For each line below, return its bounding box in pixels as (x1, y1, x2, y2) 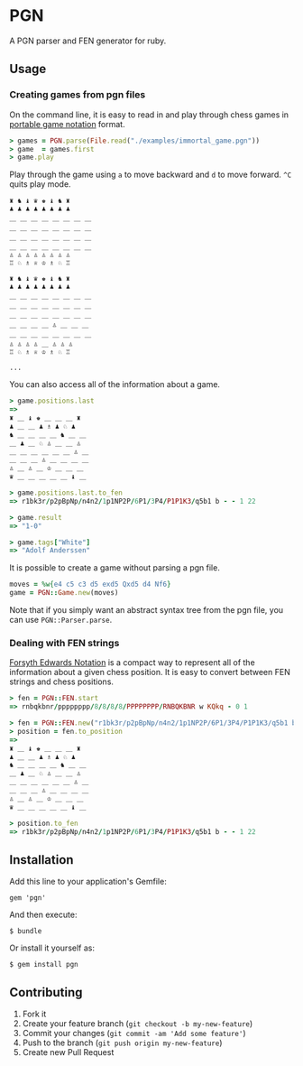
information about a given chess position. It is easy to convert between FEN (9, 667, 290, 678)
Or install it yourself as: (9, 942, 95, 953)
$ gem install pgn (9, 960, 78, 969)
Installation (9, 852, 74, 867)
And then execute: (9, 909, 78, 921)
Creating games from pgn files (9, 88, 146, 101)
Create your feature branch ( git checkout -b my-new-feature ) (22, 1018, 253, 1029)
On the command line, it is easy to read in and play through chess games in (9, 109, 289, 120)
